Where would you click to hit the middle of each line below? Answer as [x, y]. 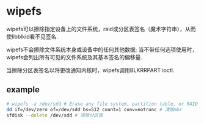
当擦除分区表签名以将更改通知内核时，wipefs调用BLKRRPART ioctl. [90, 70]
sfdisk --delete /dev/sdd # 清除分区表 [55, 115]
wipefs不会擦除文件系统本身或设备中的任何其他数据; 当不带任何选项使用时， [102, 49]
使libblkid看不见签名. [32, 36]
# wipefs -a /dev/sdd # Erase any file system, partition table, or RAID [102, 104]
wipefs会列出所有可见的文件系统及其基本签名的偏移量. [74, 57]
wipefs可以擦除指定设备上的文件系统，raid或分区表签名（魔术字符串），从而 [101, 29]
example [23, 90]
